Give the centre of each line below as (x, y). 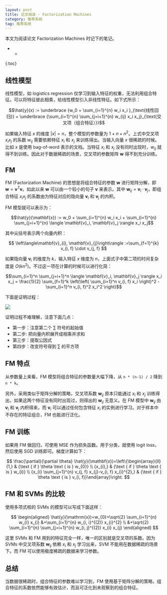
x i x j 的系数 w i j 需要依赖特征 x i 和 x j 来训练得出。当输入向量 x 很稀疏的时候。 (82, 140)
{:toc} (11, 63)
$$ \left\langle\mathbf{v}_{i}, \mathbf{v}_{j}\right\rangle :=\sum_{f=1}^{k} (84, 243)
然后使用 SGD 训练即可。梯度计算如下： (46, 451)
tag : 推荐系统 (18, 24)
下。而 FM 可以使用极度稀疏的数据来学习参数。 (53, 551)
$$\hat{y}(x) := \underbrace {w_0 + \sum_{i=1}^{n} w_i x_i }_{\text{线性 (82, 110)
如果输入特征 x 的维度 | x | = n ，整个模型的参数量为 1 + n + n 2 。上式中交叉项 (82, 133)
